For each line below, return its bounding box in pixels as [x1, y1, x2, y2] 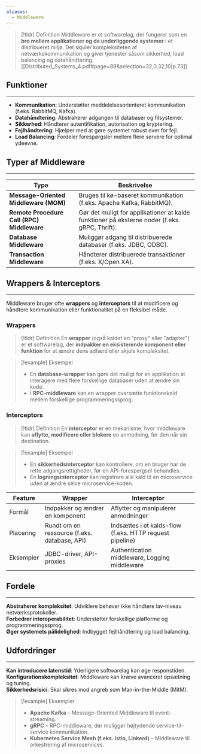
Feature [13, 493, 36, 502]
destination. [20, 437, 50, 444]
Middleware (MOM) [9, 199, 66, 207]
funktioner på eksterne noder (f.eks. [78, 216, 181, 225]
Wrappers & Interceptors [6, 278, 100, 288]
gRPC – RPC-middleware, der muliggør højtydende [29, 722, 156, 729]
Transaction [9, 250, 44, 259]
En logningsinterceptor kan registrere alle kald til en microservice [29, 473, 193, 480]
